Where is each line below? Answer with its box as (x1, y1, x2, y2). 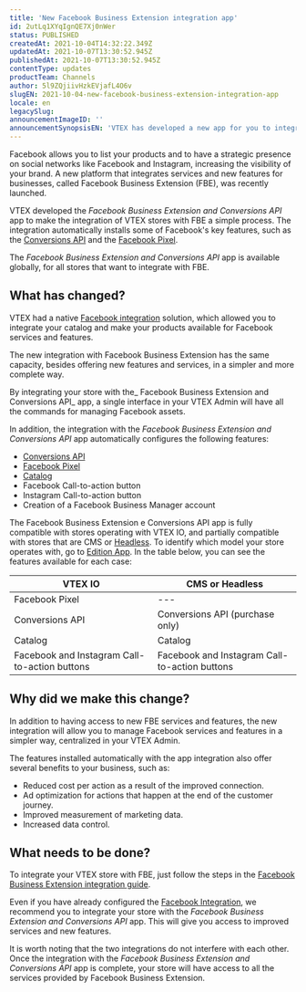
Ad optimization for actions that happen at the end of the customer (22, 789, 273, 800)
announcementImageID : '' (9, 115, 104, 124)
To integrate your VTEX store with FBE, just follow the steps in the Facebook (9, 869, 296, 881)
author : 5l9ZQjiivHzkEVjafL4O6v (9, 81, 132, 90)
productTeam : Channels (9, 73, 96, 82)
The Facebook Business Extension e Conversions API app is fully (9, 517, 253, 527)
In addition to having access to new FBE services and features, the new (9, 715, 278, 726)
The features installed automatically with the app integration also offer (9, 752, 272, 763)
